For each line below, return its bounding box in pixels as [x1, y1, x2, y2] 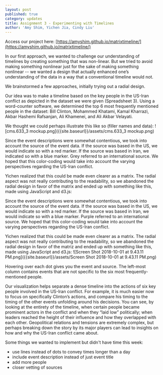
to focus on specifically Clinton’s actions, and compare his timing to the [5, 294, 148, 300]
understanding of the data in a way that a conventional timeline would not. [5, 74, 154, 80]
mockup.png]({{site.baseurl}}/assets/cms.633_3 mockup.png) [29, 128, 155, 134]
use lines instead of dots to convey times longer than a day [12, 349, 130, 355]
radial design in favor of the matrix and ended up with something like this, [5, 183, 152, 189]
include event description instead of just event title [12, 354, 114, 360]
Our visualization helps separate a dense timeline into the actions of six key [5, 283, 156, 289]
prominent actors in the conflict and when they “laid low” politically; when [5, 309, 153, 315]
